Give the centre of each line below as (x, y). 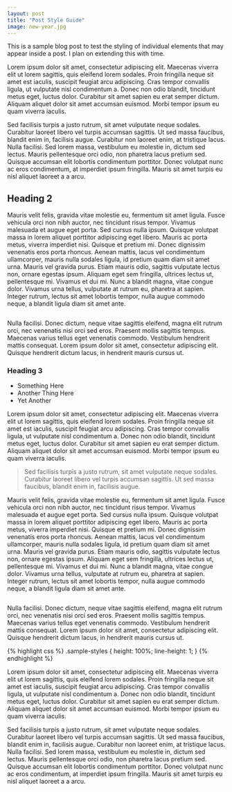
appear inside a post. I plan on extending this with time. (86, 53)
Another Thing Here (45, 393)
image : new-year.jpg (37, 26)
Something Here (41, 386)
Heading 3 (25, 371)
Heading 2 (30, 198)
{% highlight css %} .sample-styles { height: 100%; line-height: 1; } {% (107, 651)
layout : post (26, 14)
